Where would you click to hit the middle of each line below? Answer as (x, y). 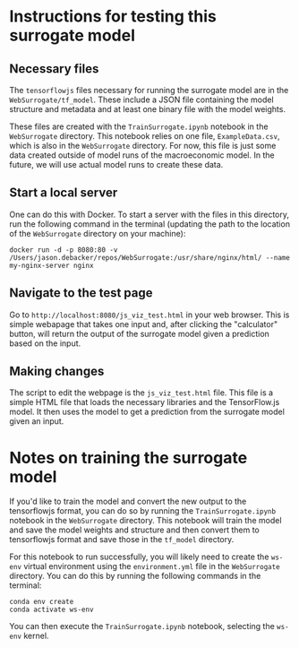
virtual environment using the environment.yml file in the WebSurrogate (152, 566)
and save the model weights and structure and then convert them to (134, 530)
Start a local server (64, 193)
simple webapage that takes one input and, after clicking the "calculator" (144, 324)
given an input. (37, 421)
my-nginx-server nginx (51, 265)
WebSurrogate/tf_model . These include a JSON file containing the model (142, 99)
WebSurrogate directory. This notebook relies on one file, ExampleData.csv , (145, 136)
